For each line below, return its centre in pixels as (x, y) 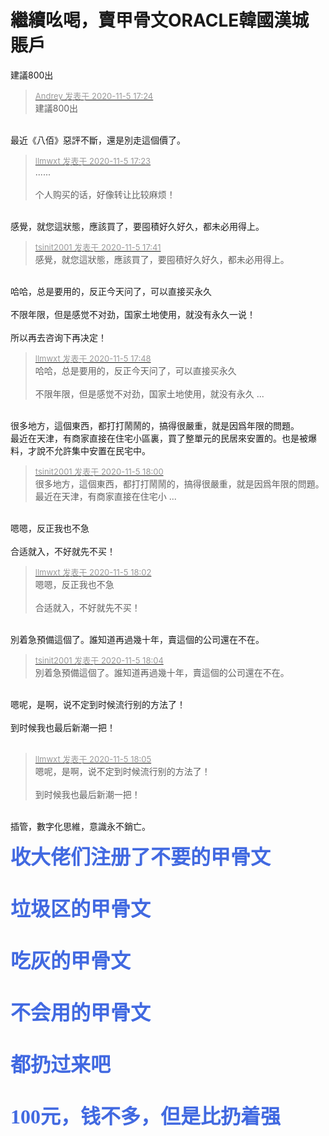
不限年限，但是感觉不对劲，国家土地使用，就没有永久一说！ (133, 314)
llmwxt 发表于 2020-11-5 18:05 (93, 759)
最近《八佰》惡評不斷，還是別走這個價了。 (98, 140)
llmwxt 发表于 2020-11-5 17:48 (93, 358)
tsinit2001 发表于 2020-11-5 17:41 (98, 247)
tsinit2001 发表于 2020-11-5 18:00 (99, 471)
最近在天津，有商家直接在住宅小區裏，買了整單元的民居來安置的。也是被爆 (163, 438)
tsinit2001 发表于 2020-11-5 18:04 (99, 660)
